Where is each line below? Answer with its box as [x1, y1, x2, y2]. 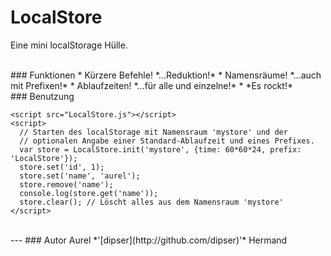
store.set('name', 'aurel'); [19, 171, 141, 181]
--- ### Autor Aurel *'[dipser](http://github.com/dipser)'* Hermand [10, 234, 288, 246]
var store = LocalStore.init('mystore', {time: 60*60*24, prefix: [19, 144, 302, 155]
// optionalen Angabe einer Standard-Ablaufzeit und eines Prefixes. [19, 136, 315, 146]
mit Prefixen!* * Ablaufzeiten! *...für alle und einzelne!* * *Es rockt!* [10, 79, 293, 91]
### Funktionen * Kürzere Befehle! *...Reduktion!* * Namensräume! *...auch [10, 69, 322, 81]
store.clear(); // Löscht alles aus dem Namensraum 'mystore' [19, 197, 284, 207]
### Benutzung [10, 90, 75, 102]
